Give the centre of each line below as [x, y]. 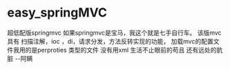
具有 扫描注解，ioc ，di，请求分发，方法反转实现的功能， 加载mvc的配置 [111, 41]
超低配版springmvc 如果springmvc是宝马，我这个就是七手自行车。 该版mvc [115, 32]
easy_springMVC [57, 13]
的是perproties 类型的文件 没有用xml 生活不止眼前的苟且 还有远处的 [121, 50]
